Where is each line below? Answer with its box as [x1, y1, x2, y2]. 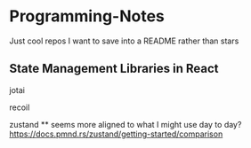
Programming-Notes [9, 6, 165, 27]
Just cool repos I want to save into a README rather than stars [9, 35, 239, 46]
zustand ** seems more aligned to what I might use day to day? [9, 119, 242, 129]
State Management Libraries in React [9, 61, 219, 76]
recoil [9, 102, 30, 113]
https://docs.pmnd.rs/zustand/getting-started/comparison [9, 129, 223, 139]
